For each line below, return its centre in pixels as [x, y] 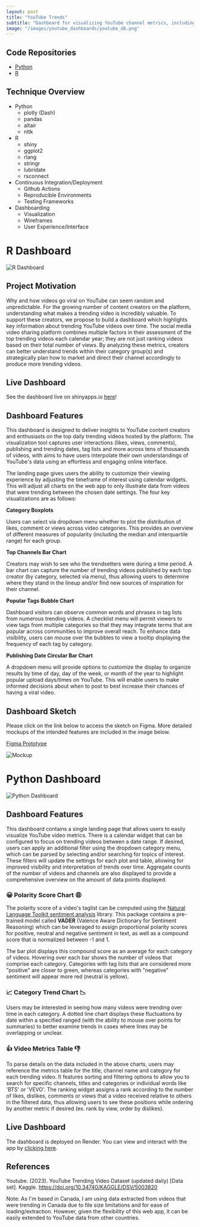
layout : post [22, 12]
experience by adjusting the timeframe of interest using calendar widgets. [97, 480]
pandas [33, 119]
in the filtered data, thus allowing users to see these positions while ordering [100, 1102]
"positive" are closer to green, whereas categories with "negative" [87, 971]
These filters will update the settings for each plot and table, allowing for [95, 860]
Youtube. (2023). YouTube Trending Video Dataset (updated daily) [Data [95, 1181]
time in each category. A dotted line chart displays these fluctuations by [94, 1014]
